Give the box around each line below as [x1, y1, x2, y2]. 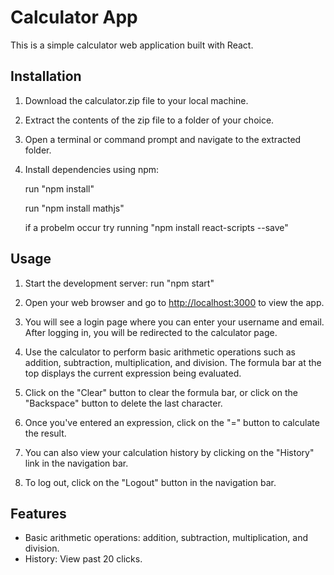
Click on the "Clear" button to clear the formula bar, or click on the [24, 386, 298, 398]
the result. [24, 427, 67, 439]
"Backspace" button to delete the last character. [24, 397, 223, 409]
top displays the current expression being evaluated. [24, 367, 242, 379]
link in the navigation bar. [24, 457, 129, 469]
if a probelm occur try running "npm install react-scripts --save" [24, 221, 289, 233]
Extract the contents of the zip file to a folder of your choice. [24, 114, 275, 126]
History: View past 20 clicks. [24, 553, 143, 565]
